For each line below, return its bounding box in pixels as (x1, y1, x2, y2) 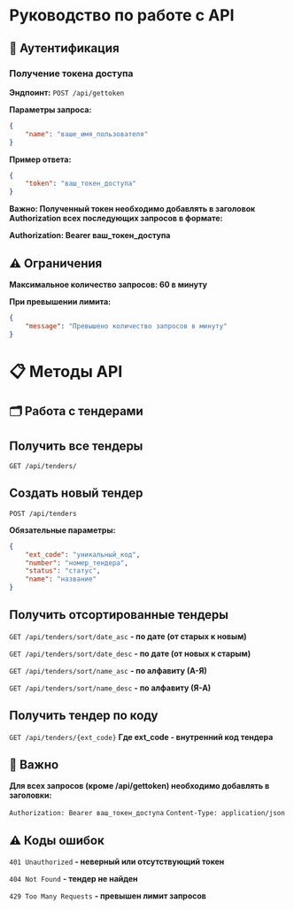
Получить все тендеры (9, 438, 143, 453)
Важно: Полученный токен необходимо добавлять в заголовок (9, 204, 256, 214)
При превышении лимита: (9, 296, 112, 306)
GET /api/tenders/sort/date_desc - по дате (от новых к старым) (9, 648, 251, 659)
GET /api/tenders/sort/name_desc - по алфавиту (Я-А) (9, 682, 212, 693)
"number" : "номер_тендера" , (25, 559, 128, 567)
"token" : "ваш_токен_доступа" (25, 179, 137, 189)
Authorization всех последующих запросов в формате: (9, 213, 223, 224)
